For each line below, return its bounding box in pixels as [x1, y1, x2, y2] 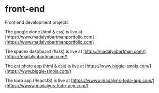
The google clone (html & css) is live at [5, 29, 82, 34]
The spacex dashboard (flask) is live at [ [5, 48, 85, 54]
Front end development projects [5, 19, 69, 25]
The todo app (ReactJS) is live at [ [5, 77, 73, 83]
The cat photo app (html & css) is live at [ [5, 63, 87, 69]
